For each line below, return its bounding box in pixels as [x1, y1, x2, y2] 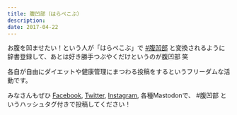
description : [7, 17, 46, 24]
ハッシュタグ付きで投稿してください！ [19, 100, 132, 109]
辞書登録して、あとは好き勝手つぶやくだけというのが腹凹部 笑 [7, 52, 189, 61]
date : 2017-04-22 [7, 23, 59, 30]
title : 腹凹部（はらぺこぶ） [7, 10, 83, 18]
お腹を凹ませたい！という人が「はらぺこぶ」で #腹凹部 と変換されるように [7, 44, 226, 52]
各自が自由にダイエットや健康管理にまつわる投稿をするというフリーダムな [7, 68, 224, 76]
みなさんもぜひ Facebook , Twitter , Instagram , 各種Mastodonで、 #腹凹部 [7, 91, 219, 99]
